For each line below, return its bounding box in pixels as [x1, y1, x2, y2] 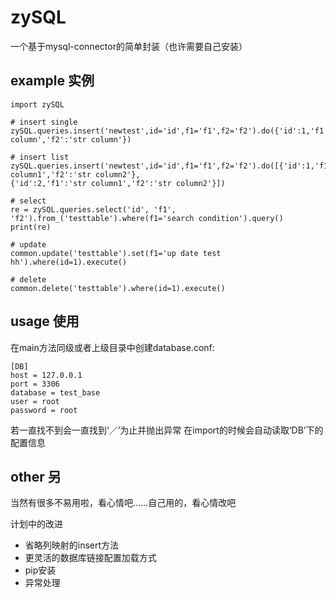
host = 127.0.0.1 [10, 370, 83, 380]
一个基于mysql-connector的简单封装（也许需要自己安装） [10, 40, 248, 52]
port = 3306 [10, 379, 60, 389]
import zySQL [10, 99, 65, 110]
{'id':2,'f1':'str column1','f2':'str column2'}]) [10, 178, 226, 188]
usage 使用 [10, 313, 80, 330]
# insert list [10, 152, 70, 162]
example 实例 [10, 72, 95, 90]
